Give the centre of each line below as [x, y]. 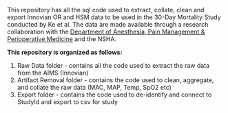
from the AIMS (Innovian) [53, 73]
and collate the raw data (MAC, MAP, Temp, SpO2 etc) [94, 87]
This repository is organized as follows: [65, 52]
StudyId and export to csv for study [68, 102]
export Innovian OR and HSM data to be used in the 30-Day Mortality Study [114, 17]
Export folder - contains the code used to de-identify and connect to [114, 95]
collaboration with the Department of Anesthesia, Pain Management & [106, 32]
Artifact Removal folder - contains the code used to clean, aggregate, [115, 80]
